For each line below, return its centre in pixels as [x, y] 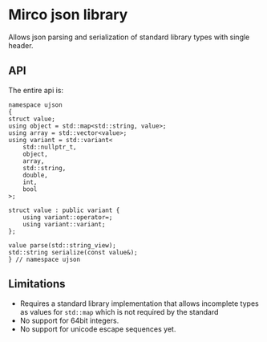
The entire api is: [36, 90]
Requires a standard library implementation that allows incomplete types [139, 303]
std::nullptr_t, [50, 147]
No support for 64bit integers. [69, 320]
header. [21, 45]
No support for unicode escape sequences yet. [98, 329]
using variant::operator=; [68, 217]
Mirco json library [68, 15]
